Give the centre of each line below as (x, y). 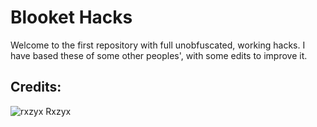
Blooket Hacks (71, 17)
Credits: (36, 87)
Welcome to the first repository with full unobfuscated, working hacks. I (158, 45)
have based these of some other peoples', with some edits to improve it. (159, 55)
